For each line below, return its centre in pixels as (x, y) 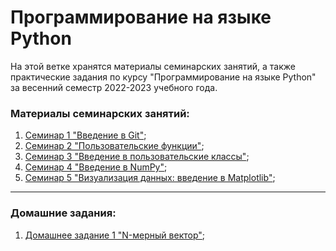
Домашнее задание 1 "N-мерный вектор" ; (115, 235)
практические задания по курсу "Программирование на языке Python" (163, 77)
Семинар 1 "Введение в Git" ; (85, 135)
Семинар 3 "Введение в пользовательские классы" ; (137, 157)
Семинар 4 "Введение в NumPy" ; (96, 167)
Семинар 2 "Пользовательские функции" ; (114, 146)
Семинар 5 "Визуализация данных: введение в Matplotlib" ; (150, 178)
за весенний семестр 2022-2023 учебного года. (114, 87)
